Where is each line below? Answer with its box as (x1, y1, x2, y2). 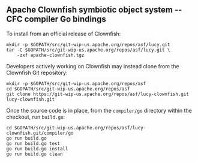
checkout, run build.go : (6, 113, 65, 120)
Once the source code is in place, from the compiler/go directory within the (6, 107, 192, 114)
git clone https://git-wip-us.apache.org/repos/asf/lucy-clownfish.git (6, 91, 189, 97)
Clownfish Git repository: (6, 69, 68, 76)
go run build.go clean (6, 151, 63, 157)
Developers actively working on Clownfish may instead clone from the (6, 62, 179, 70)
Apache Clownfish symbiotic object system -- (6, 5, 182, 15)
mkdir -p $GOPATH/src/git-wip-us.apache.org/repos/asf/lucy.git (6, 41, 170, 47)
